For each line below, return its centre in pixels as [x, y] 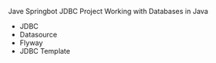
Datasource [38, 35]
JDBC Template [45, 51]
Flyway [31, 43]
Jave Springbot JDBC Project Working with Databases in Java [108, 11]
